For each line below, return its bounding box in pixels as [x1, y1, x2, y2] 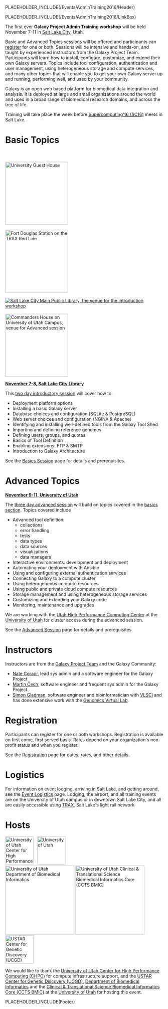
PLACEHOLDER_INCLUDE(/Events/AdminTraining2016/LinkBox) [5, 14, 136, 20]
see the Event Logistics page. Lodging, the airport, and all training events [5, 791, 156, 797]
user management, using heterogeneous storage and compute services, [5, 65, 154, 71]
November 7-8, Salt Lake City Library [5, 381, 84, 387]
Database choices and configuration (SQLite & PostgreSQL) [12, 411, 136, 417]
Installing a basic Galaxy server [12, 405, 77, 411]
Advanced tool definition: [12, 517, 65, 523]
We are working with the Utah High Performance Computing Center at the [5, 611, 158, 617]
